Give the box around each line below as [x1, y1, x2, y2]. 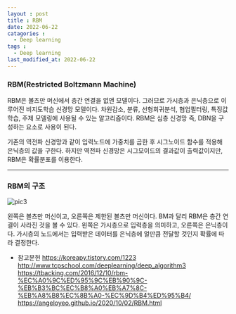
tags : [7, 43, 27, 50]
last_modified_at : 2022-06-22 [7, 56, 96, 63]
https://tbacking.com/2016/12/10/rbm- [17, 269, 129, 277]
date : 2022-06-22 [7, 23, 58, 30]
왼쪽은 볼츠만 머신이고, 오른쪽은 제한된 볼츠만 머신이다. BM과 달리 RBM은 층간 [7, 212, 221, 220]
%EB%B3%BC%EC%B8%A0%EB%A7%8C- [17, 284, 147, 292]
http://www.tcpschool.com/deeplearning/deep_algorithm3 [17, 261, 186, 270]
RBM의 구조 [7, 181, 46, 191]
